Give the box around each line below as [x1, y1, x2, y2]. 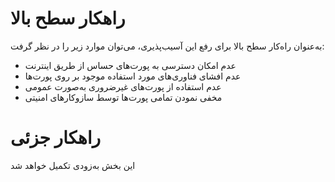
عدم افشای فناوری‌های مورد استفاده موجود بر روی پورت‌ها [24, 70, 242, 82]
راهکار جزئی [10, 127, 102, 149]
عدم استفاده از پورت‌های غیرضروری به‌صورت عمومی [24, 80, 222, 92]
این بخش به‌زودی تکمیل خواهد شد [10, 159, 136, 171]
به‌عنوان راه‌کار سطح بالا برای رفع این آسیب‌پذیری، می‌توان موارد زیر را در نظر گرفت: [10, 40, 325, 52]
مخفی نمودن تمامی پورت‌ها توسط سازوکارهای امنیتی [24, 91, 223, 103]
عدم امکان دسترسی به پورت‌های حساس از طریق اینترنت [24, 59, 237, 71]
